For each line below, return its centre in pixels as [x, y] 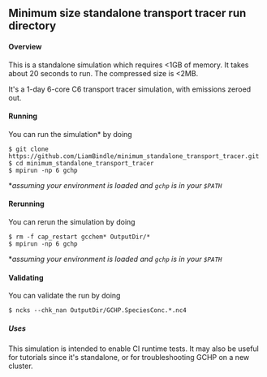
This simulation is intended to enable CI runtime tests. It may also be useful [134, 349]
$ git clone [28, 149]
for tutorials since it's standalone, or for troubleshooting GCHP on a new [129, 358]
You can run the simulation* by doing [70, 134]
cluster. [21, 366]
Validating [26, 277]
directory [32, 26]
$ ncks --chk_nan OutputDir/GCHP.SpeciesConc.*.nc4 [97, 311]
